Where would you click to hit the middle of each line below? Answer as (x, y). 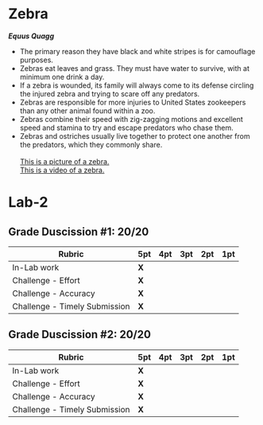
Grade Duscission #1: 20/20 (79, 232)
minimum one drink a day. (62, 77)
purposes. (37, 60)
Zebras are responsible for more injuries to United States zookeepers (133, 102)
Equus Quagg (31, 36)
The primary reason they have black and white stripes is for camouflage (137, 51)
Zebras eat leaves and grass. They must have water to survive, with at (135, 68)
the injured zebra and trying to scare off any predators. (110, 93)
